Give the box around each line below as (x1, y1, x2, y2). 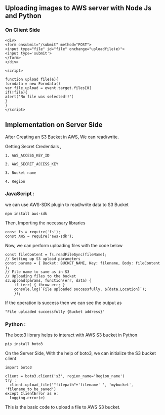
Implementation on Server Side (5, 121, 103, 129)
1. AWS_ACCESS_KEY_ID (5, 153, 50, 158)
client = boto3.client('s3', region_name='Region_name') (5, 374, 125, 379)
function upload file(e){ (5, 77, 58, 82)
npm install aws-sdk (5, 211, 48, 216)
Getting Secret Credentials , (5, 143, 62, 149)
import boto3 (5, 365, 32, 370)
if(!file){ (5, 90, 28, 95)
